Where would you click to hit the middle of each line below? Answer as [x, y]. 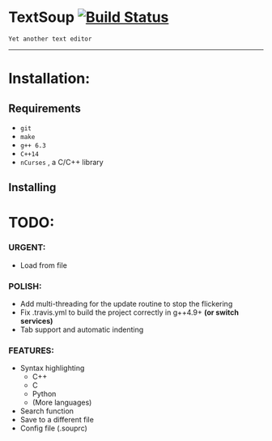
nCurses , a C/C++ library [62, 162]
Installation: [49, 79]
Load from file [43, 265]
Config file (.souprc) [53, 428]
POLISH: [25, 286]
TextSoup [42, 17]
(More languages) [62, 403]
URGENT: [27, 248]
